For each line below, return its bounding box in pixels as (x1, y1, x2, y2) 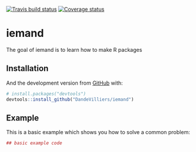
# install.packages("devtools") (6, 91, 86, 97)
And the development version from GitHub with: (6, 79, 123, 86)
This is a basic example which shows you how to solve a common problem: (6, 129, 190, 136)
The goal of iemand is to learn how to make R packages (6, 46, 143, 53)
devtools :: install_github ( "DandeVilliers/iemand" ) (6, 96, 134, 103)
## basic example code (6, 140, 62, 146)
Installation (6, 63, 49, 74)
